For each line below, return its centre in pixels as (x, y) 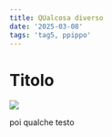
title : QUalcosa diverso (56, 18)
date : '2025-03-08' (46, 26)
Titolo (32, 80)
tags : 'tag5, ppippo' (51, 35)
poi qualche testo (42, 122)
